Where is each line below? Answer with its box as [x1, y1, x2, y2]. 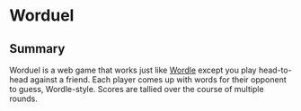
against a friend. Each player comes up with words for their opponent [30, 74, 287, 85]
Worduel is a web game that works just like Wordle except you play [9, 64, 257, 75]
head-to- [258, 64, 292, 75]
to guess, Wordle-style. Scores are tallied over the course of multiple [9, 84, 264, 94]
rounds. [9, 93, 38, 104]
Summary [9, 41, 66, 56]
